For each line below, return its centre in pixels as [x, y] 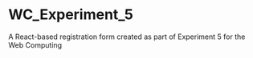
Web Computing [35, 44]
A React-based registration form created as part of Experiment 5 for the [127, 37]
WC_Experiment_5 [71, 15]
